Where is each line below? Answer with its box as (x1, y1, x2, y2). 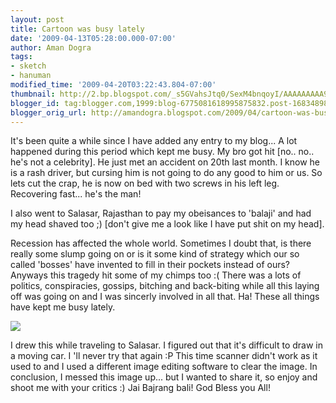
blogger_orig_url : (10, 107, 87, 118)
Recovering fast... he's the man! (10, 188, 142, 200)
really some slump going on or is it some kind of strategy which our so (10, 248, 300, 260)
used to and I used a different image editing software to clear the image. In (10, 361, 318, 373)
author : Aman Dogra (10, 42, 92, 53)
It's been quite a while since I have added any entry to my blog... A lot (10, 135, 298, 147)
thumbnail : (10, 89, 56, 99)
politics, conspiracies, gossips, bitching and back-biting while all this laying (10, 280, 320, 292)
